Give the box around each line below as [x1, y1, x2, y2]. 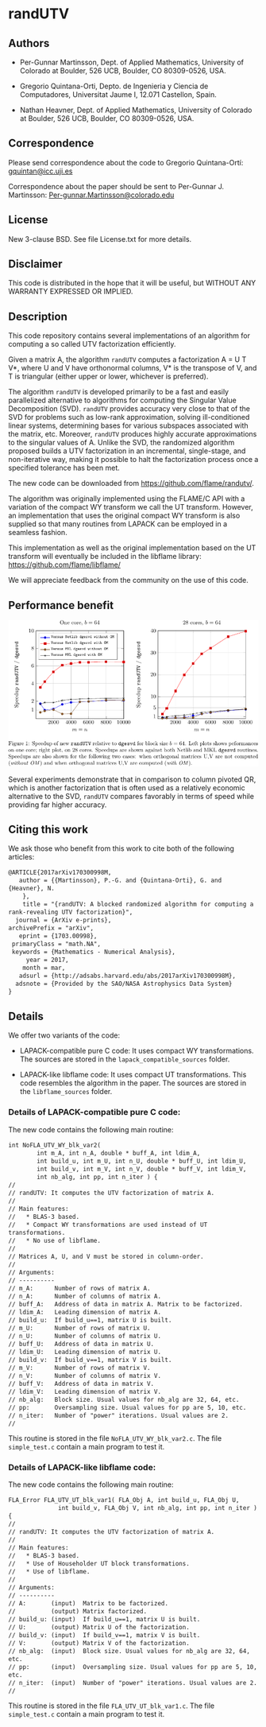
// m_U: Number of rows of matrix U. [8, 1324, 151, 1332]
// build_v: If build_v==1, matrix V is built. [8, 1356, 172, 1364]
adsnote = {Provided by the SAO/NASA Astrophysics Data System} [15, 980, 233, 988]
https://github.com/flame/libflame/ [8, 560, 121, 569]
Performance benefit [8, 598, 114, 612]
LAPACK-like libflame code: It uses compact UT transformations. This [19, 1070, 247, 1080]
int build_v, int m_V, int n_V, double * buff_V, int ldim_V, [37, 1165, 247, 1173]
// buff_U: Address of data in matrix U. [8, 1340, 155, 1348]
